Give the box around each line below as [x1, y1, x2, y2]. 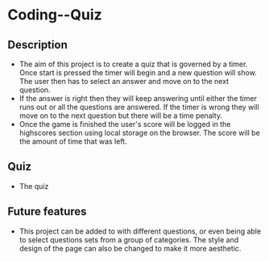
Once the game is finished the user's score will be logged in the [19, 120, 231, 128]
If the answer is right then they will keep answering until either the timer [19, 94, 257, 103]
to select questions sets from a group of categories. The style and [19, 234, 239, 244]
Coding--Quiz [7, 6, 102, 24]
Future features [7, 204, 87, 219]
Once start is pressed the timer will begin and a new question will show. [19, 68, 257, 78]
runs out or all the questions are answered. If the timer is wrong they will [19, 103, 259, 112]
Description [7, 38, 68, 52]
